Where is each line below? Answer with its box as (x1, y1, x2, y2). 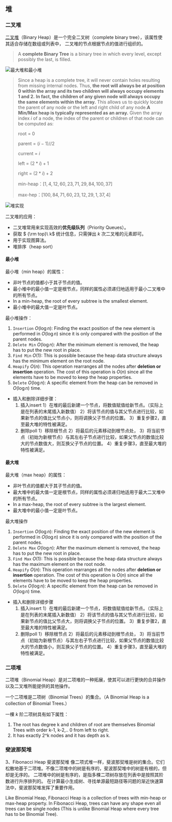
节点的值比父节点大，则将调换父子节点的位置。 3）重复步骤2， (29, 618, 162, 624)
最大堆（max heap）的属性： (5, 472, 67, 478)
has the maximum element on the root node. (12, 561, 106, 567)
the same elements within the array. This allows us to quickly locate (17, 99, 163, 105)
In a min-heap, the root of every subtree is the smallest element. (12, 298, 148, 304)
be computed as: (17, 120, 54, 127)
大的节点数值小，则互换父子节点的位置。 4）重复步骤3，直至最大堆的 (20, 644, 167, 650)
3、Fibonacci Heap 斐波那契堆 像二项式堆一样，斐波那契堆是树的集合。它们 (5, 758, 165, 765)
